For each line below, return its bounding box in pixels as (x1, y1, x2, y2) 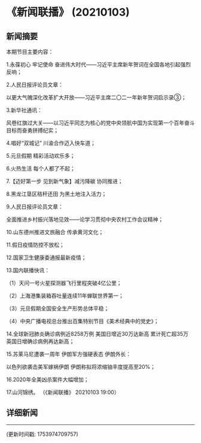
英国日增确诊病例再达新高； (6, 338, 75, 345)
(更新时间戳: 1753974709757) (6, 430, 79, 438)
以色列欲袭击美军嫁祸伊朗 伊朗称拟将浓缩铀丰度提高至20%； (6, 363, 156, 370)
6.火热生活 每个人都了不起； (6, 165, 76, 172)
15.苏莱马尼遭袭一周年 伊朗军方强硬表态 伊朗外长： (6, 351, 132, 357)
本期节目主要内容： (6, 48, 54, 55)
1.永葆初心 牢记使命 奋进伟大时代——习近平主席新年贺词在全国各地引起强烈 (6, 61, 191, 68)
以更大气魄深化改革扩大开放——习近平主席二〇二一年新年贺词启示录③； (6, 94, 187, 101)
